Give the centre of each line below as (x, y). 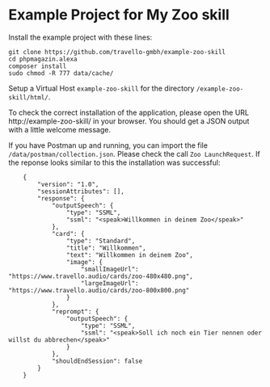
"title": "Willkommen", (106, 248)
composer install (38, 66)
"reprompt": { (75, 311)
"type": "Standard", (101, 241)
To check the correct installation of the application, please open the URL (129, 112)
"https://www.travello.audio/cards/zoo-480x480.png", (101, 276)
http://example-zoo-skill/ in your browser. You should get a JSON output (129, 121)
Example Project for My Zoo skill (119, 15)
